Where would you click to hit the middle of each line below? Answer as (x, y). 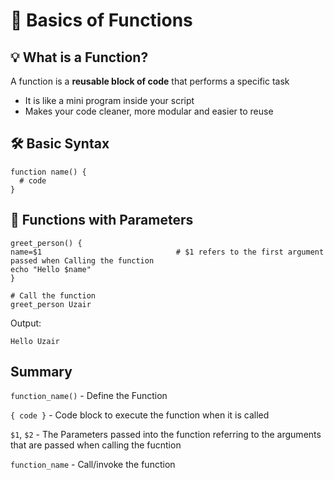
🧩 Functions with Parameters (102, 220)
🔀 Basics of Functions (101, 20)
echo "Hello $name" (51, 269)
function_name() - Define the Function (89, 396)
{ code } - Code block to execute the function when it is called (140, 415)
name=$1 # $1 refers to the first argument (167, 252)
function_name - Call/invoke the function (93, 465)
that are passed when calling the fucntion (96, 445)
